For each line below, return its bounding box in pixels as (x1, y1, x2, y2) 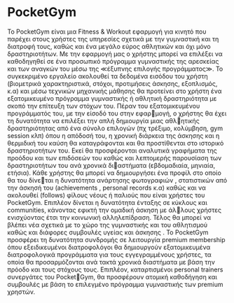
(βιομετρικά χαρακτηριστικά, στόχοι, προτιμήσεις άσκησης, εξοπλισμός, (7, 79, 218, 87)
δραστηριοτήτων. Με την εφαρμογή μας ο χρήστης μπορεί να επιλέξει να (7, 50, 223, 58)
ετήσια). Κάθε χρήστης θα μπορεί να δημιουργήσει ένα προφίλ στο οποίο (7, 169, 222, 177)
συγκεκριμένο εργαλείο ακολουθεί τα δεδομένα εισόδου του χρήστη (7, 71, 208, 80)
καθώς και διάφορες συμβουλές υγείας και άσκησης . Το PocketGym (7, 228, 209, 237)
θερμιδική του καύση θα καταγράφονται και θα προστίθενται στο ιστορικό (7, 139, 224, 147)
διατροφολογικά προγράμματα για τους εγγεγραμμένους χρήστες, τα (7, 250, 212, 259)
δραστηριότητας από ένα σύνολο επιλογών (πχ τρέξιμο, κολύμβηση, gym (7, 124, 223, 132)
